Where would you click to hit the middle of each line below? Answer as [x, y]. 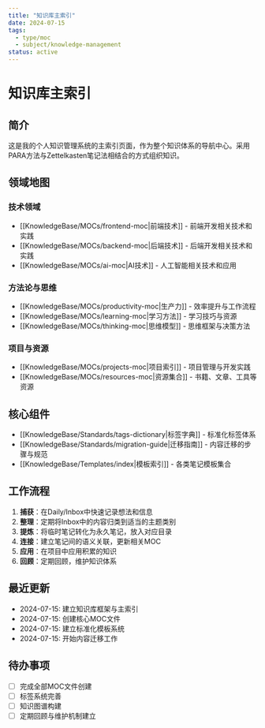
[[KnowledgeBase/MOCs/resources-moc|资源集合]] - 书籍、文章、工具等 [138, 377]
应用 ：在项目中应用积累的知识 [68, 551]
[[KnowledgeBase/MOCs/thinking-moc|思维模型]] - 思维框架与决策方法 [135, 326]
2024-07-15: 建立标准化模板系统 [72, 629]
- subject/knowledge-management [69, 45]
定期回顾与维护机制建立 [58, 715]
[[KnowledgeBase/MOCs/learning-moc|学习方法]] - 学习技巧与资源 [128, 315]
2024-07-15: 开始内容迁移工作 [69, 638]
